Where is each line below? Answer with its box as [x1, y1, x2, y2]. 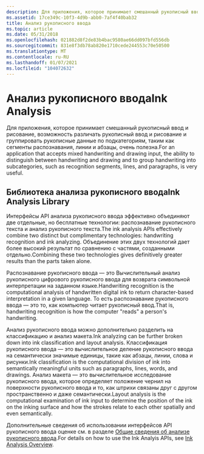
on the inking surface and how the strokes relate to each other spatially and [6, 404, 195, 411]
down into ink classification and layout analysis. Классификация [6, 339, 168, 346]
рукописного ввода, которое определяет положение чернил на [6, 378, 171, 385]
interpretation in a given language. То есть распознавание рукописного [6, 295, 189, 302]
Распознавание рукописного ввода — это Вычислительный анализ [6, 269, 180, 276]
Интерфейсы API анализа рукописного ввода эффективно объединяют [6, 213, 190, 220]
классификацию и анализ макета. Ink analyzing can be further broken [6, 333, 183, 340]
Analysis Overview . [6, 441, 54, 449]
